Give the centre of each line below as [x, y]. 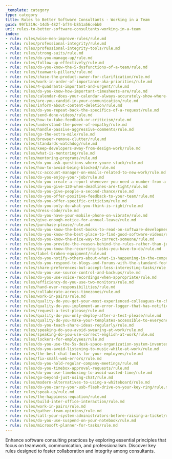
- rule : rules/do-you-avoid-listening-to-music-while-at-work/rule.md [82, 349]
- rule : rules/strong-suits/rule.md [44, 53]
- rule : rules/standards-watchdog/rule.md [51, 144]
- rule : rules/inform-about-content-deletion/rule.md [64, 106]
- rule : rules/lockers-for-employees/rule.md [55, 339]
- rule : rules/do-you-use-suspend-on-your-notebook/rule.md [71, 421]
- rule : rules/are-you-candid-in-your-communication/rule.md [72, 101]
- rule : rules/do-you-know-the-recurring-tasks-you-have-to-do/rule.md [83, 249]
